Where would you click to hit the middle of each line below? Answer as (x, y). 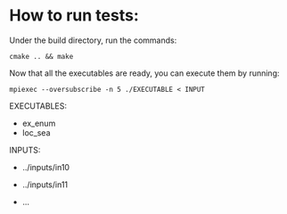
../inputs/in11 (45, 185)
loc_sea (36, 132)
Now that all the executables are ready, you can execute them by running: (144, 73)
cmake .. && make (41, 56)
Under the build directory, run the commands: (93, 40)
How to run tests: (74, 16)
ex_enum (39, 123)
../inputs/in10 (45, 167)
